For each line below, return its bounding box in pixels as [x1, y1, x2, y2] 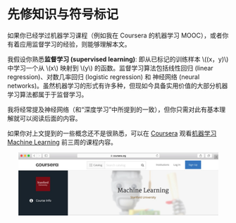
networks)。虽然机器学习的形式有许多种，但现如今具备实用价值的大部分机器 [7, 81, 228, 90]
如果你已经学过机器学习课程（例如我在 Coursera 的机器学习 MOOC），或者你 [7, 31, 229, 40]
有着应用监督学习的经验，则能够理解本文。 [7, 40, 131, 48]
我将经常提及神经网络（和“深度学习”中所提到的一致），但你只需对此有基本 [7, 105, 220, 114]
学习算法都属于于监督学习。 [7, 90, 88, 99]
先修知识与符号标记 [7, 6, 119, 23]
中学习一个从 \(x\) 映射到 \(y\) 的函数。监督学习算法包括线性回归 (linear [7, 64, 213, 72]
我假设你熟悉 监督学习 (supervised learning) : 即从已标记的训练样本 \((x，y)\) [7, 54, 229, 64]
